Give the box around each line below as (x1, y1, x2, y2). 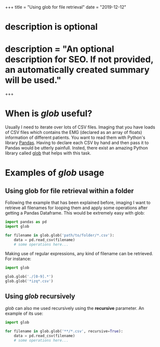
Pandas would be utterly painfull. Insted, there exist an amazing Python (5, 145, 148, 151)
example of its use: (5, 310, 43, 316)
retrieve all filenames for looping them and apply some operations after (5, 205, 148, 211)
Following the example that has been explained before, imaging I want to (5, 200, 151, 206)
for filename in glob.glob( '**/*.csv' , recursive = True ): (5, 328, 123, 334)
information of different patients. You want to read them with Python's (5, 134, 145, 141)
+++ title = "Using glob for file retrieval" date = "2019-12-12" (5, 4, 127, 10)
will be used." (5, 75, 61, 86)
